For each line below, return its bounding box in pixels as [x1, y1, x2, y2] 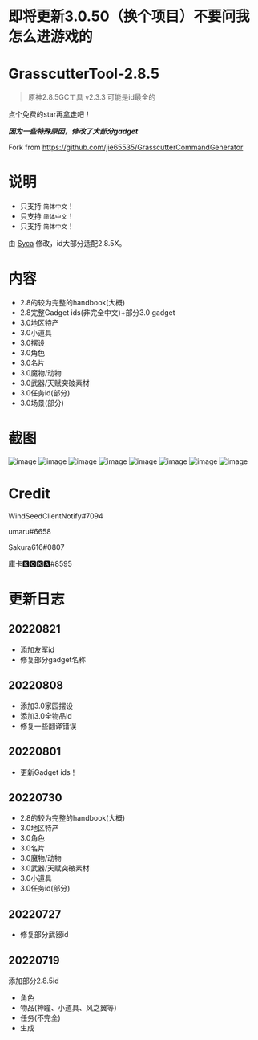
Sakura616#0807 [8, 542, 65, 551]
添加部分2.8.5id [8, 976, 59, 985]
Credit [8, 485, 50, 503]
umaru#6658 [8, 526, 52, 536]
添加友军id [19, 645, 54, 654]
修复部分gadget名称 [19, 654, 87, 664]
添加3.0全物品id [19, 710, 72, 720]
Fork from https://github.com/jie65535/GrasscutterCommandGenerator [8, 142, 244, 153]
